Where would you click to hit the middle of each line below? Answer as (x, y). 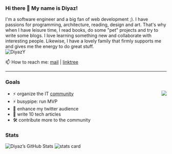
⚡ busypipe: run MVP (35, 101)
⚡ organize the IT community (43, 94)
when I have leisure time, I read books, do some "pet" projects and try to (82, 30)
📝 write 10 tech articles (37, 114)
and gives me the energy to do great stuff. (50, 47)
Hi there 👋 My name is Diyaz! (42, 8)
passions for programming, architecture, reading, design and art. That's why (86, 25)
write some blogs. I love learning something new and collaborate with (79, 36)
